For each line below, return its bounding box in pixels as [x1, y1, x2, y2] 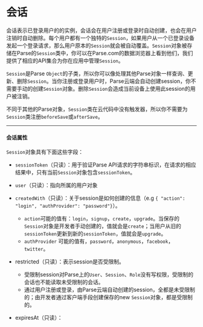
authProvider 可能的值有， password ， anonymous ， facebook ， [24, 237, 174, 245]
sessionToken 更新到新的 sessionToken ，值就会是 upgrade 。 [24, 230, 167, 237]
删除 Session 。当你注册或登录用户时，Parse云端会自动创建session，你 [16, 77, 192, 85]
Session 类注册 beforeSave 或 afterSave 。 [6, 113, 104, 120]
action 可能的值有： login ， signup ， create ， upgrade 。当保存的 [24, 215, 180, 222]
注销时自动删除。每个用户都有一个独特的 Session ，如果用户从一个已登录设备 [6, 34, 195, 41]
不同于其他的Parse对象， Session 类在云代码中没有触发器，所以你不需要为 [6, 105, 188, 113]
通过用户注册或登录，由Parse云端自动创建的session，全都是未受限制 [24, 286, 195, 294]
